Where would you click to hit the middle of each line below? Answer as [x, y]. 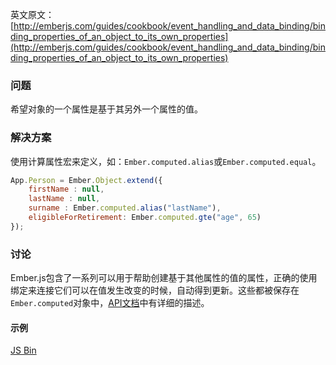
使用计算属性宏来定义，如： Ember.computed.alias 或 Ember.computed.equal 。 [166, 161]
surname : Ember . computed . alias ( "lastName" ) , [125, 208]
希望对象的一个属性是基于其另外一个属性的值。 [106, 109]
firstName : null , [66, 189]
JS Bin [23, 350]
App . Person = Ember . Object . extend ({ [86, 180]
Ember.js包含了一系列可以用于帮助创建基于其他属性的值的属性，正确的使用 [164, 278]
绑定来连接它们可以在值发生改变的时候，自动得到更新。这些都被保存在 [155, 290]
